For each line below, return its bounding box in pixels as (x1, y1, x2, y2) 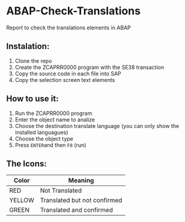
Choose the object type (14, 135, 74, 142)
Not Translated (40, 187, 82, 195)
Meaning (68, 177, 94, 185)
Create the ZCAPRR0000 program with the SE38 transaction (14, 63, 164, 71)
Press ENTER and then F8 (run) (14, 141, 86, 148)
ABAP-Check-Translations (6, 4, 141, 18)
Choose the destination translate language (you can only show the (14, 122, 180, 129)
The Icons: (6, 159, 47, 169)
